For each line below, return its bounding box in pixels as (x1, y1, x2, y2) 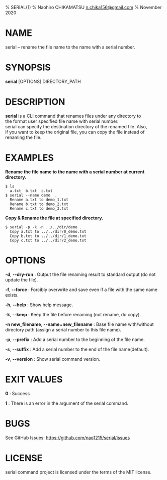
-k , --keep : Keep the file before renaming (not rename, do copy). (5, 311, 141, 317)
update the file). (5, 276, 38, 282)
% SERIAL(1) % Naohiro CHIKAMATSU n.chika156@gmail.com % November (5, 5, 162, 10)
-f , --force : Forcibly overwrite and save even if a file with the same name (5, 286, 157, 293)
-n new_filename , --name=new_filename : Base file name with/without (5, 321, 154, 327)
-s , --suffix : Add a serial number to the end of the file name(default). (5, 346, 149, 352)
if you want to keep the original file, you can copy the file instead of (5, 129, 145, 135)
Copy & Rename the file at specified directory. (5, 215, 104, 221)
